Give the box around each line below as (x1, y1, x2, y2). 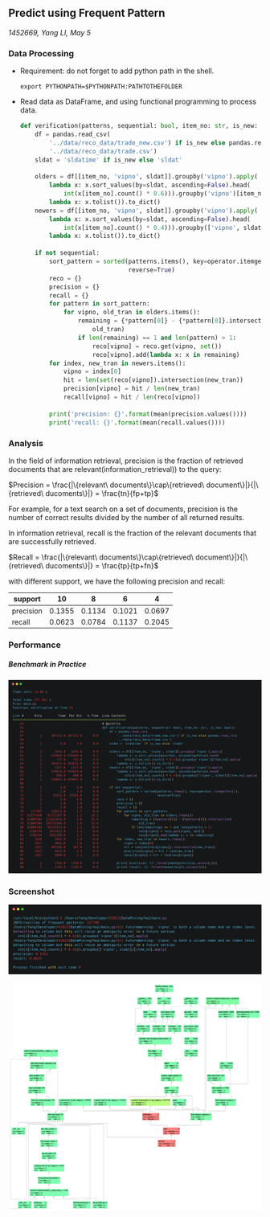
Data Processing (8, 47, 75, 59)
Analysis (8, 437, 44, 449)
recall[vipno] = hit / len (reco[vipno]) (63, 393, 201, 401)
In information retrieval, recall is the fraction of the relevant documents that (8, 528, 257, 538)
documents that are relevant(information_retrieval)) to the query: (8, 464, 222, 473)
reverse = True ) (128, 265, 175, 274)
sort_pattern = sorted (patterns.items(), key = (49, 257, 208, 266)
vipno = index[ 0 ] (63, 367, 122, 376)
